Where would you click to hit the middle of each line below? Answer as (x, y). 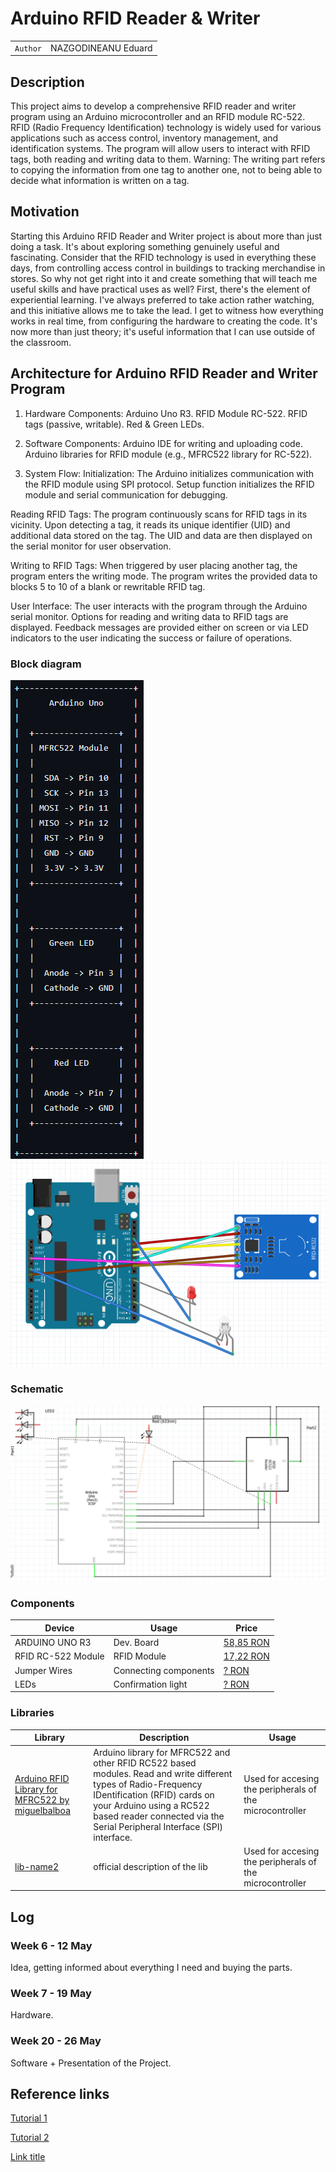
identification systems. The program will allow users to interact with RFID (160, 148)
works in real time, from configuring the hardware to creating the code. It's (164, 321)
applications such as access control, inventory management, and (144, 138)
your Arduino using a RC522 (151, 1805)
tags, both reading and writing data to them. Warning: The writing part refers (168, 159)
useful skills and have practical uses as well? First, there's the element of (160, 289)
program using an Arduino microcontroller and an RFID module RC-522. (158, 116)
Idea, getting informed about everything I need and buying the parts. (151, 1967)
